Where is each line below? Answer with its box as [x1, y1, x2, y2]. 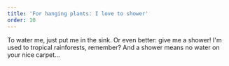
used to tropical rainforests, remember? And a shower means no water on [7, 43, 220, 51]
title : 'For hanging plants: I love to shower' [7, 10, 149, 17]
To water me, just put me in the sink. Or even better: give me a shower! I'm [7, 35, 222, 44]
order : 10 [7, 17, 36, 24]
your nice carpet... [7, 50, 61, 59]
